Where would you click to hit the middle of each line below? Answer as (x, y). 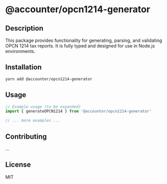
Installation (23, 67)
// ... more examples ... (33, 121)
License (18, 165)
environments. (20, 51)
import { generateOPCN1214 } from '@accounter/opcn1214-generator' (79, 111)
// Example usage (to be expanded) (43, 107)
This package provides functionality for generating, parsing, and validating (84, 40)
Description (24, 28)
